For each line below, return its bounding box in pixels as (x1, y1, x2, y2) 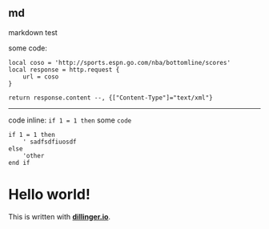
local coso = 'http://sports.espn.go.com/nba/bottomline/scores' (8, 58, 231, 66)
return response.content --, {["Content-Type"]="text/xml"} (8, 94, 214, 102)
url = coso (22, 72, 59, 81)
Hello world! (8, 186, 90, 203)
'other (22, 151, 45, 159)
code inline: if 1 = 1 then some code (8, 115, 132, 125)
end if (8, 159, 30, 167)
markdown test (8, 27, 58, 37)
